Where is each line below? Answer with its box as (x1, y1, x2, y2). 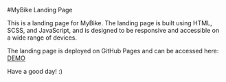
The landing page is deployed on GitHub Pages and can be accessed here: (7, 47, 219, 55)
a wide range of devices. (7, 33, 78, 42)
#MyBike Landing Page (7, 6, 73, 14)
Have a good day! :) (7, 68, 63, 75)
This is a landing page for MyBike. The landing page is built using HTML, (7, 19, 213, 27)
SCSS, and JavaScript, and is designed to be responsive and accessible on (7, 27, 220, 34)
